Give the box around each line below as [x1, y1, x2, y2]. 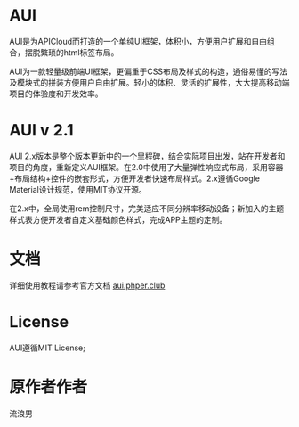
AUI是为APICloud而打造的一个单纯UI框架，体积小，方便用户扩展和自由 [9, 36, 267, 46]
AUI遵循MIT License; [9, 342, 86, 353]
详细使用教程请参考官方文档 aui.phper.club [9, 280, 166, 291]
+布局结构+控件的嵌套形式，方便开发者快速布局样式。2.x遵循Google [9, 173, 261, 184]
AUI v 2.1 [9, 120, 74, 141]
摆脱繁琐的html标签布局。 [24, 46, 119, 58]
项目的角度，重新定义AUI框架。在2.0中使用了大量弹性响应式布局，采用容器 [9, 161, 284, 172]
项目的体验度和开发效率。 [9, 88, 103, 99]
